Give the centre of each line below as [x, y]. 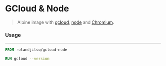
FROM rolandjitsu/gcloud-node [36, 50]
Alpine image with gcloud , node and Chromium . [66, 22]
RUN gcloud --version [27, 59]
